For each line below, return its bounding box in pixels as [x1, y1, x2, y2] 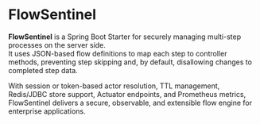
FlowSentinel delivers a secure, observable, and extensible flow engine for [8, 98, 253, 107]
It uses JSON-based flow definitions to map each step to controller [8, 48, 227, 58]
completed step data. [8, 65, 78, 75]
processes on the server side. [8, 40, 106, 49]
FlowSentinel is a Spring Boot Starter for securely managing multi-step [8, 32, 241, 41]
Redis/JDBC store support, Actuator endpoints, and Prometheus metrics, [8, 89, 246, 99]
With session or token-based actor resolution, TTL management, [8, 81, 220, 91]
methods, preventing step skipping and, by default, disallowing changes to [8, 57, 253, 67]
